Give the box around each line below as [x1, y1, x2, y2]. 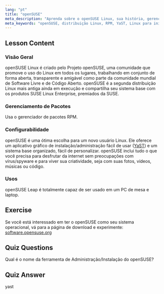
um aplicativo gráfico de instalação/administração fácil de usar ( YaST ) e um [5, 142, 158, 148]
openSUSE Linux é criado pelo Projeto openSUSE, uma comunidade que [5, 65, 150, 70]
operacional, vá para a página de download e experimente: [5, 224, 123, 230]
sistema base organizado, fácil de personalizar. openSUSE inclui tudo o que [5, 148, 157, 154]
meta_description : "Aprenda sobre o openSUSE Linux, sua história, [5, 16, 145, 21]
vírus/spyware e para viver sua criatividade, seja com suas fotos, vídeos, [5, 158, 152, 164]
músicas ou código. [5, 163, 45, 169]
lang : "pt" [5, 7, 27, 12]
